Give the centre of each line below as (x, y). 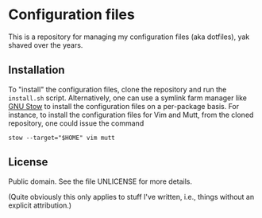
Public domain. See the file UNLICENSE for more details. (100, 181)
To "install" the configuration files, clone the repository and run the (118, 89)
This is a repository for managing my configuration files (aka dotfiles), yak (129, 37)
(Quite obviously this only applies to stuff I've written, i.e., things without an (131, 197)
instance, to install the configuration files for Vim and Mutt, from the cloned (131, 115)
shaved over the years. (46, 45)
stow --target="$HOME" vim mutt (62, 138)
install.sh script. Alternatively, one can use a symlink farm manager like (128, 98)
